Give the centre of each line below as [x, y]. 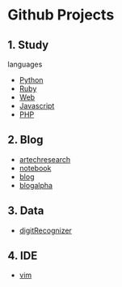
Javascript [37, 106]
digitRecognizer [45, 230]
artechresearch [45, 159]
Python [31, 80]
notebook [35, 168]
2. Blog [25, 140]
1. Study [28, 45]
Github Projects [61, 15]
